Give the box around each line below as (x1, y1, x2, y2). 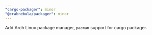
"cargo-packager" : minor (5, 7, 56, 12)
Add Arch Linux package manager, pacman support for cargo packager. (5, 24, 147, 30)
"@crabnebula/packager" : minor (5, 12, 69, 16)
